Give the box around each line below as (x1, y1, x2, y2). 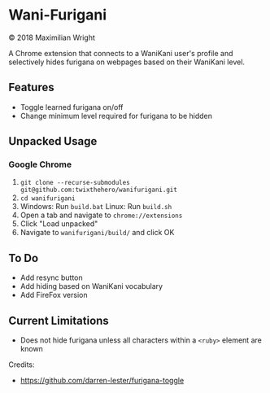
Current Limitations (8, 313, 110, 327)
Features (8, 81, 54, 94)
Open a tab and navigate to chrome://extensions (20, 210, 183, 221)
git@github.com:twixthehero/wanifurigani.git (20, 186, 177, 194)
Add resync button (20, 273, 83, 282)
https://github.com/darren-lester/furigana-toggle (20, 376, 185, 386)
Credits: (8, 360, 35, 369)
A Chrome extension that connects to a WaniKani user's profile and (8, 48, 233, 58)
